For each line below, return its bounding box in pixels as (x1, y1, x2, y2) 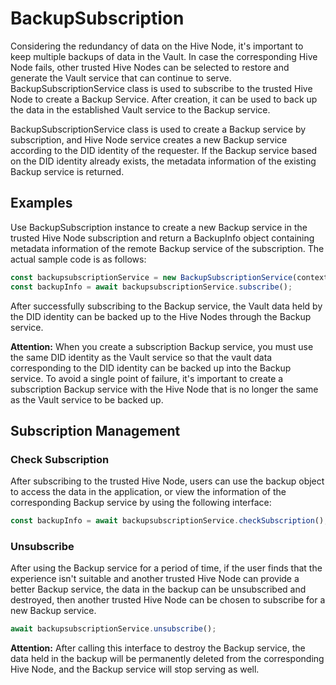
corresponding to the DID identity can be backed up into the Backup (10, 362, 292, 374)
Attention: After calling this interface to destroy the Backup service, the (10, 642, 306, 654)
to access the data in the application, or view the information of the (10, 486, 287, 498)
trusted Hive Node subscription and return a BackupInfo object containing (10, 232, 315, 244)
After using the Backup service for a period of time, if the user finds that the (10, 562, 323, 574)
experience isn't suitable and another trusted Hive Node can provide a (10, 573, 300, 585)
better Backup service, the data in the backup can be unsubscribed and (10, 583, 307, 596)
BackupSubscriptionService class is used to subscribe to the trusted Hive (10, 82, 313, 94)
